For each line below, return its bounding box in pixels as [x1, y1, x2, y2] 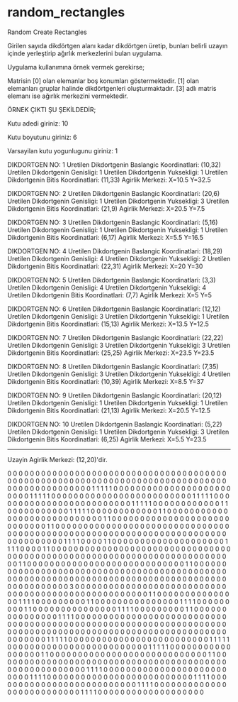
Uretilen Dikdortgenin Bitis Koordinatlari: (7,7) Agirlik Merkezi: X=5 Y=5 [7, 290, 212, 299]
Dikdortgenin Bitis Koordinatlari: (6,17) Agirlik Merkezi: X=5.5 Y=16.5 [7, 233, 204, 241]
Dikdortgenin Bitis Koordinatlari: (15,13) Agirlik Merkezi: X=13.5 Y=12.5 [7, 319, 209, 328]
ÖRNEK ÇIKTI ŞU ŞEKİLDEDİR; [7, 105, 96, 114]
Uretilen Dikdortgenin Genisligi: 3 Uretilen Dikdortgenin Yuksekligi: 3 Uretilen [7, 341, 231, 349]
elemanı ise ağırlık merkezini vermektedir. [7, 92, 129, 100]
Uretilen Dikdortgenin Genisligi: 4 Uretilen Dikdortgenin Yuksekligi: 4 [7, 283, 207, 292]
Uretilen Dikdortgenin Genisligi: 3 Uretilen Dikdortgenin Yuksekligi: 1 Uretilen [7, 312, 229, 320]
